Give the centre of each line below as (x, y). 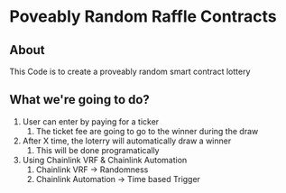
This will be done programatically (97, 150)
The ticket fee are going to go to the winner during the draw (147, 131)
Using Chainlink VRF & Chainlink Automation (105, 160)
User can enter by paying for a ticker (91, 121)
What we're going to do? (80, 100)
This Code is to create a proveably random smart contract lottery (130, 71)
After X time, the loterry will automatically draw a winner (127, 141)
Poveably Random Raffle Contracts (143, 17)
